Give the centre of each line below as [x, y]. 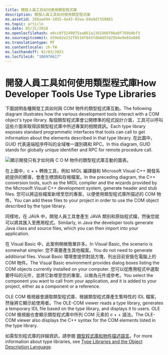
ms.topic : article [24, 24]
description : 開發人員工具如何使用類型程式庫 [48, 15]
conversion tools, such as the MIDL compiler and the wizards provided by [81, 183]
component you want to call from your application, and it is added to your [81, 281]
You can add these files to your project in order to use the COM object [87, 200]
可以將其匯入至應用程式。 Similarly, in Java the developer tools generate [79, 223]
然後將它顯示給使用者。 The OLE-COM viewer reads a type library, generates [84, 303]
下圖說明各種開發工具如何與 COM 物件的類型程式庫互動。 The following [78, 108]
